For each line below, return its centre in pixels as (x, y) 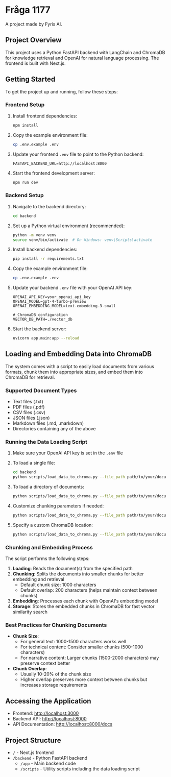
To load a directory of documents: (48, 487)
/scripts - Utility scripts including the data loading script (80, 769)
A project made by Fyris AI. (34, 24)
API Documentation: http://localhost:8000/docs (63, 724)
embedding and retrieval (39, 579)
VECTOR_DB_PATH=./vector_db (42, 320)
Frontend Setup (25, 105)
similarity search (30, 612)
